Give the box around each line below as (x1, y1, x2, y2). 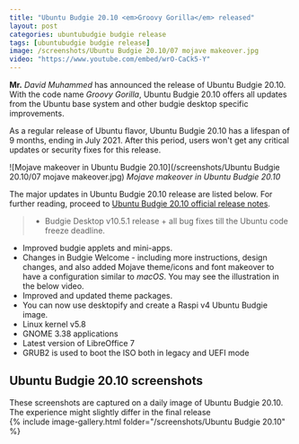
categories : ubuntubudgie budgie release (9, 30, 167, 39)
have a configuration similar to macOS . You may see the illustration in (22, 271, 280, 282)
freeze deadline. (44, 225, 106, 236)
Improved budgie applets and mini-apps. (22, 243, 173, 253)
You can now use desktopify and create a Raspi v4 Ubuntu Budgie (22, 300, 268, 310)
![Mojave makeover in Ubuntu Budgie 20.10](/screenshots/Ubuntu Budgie (9, 162, 280, 172)
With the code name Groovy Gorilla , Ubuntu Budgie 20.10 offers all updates (9, 89, 287, 100)
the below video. (22, 281, 84, 292)
